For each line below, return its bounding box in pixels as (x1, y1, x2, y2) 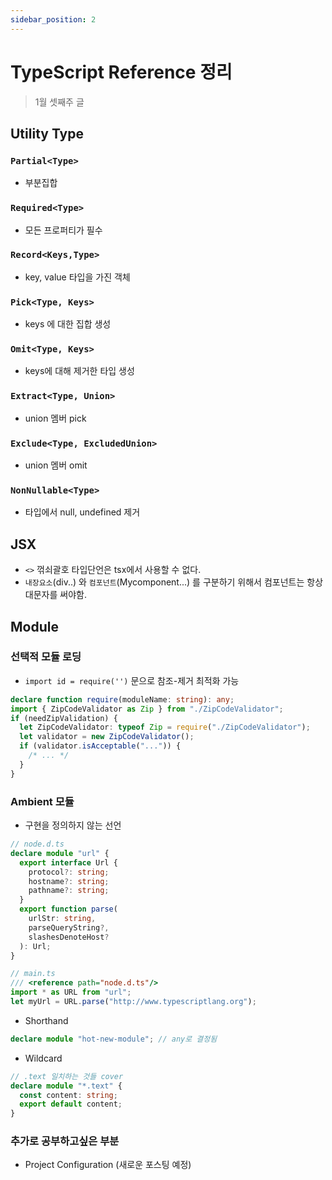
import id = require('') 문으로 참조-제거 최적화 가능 (24, 674, 240, 686)
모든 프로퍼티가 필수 (24, 224, 103, 236)
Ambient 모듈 (10, 794, 75, 808)
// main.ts (10, 969, 56, 979)
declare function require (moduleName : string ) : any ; (10, 694, 235, 705)
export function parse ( (19, 904, 118, 915)
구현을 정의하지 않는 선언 (24, 819, 122, 831)
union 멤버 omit (24, 459, 88, 471)
